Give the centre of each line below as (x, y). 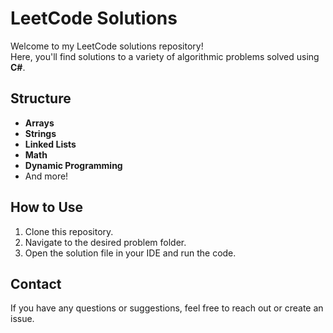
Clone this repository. (69, 231)
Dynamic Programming (73, 165)
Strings (40, 133)
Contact (36, 283)
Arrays (39, 123)
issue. (22, 319)
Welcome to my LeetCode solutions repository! (107, 46)
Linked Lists (50, 144)
